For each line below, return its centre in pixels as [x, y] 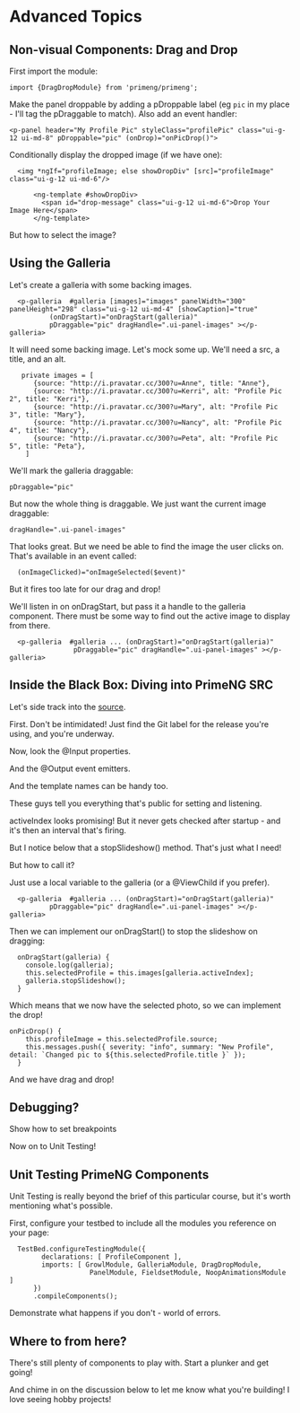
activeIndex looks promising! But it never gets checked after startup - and [145, 821]
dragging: [27, 941]
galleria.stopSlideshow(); [76, 980]
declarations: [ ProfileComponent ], [111, 1257]
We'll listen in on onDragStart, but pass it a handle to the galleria [128, 606]
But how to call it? [42, 864]
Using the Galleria [60, 263]
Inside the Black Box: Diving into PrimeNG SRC [141, 685]
